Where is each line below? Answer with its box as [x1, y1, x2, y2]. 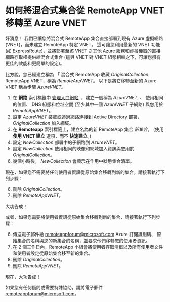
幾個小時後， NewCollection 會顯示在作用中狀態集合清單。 [12, 158, 135, 164]
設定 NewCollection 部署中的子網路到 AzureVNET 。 [12, 139, 120, 145]
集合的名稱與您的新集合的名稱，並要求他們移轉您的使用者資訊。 [17, 237, 150, 244]
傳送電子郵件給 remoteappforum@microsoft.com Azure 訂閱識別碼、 [12, 231, 156, 237]
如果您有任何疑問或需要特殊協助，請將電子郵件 [5, 284, 103, 290]
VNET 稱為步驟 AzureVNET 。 [5, 84, 66, 90]
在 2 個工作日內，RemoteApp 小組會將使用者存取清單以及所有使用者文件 [12, 244, 163, 250]
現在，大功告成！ [5, 274, 41, 280]
